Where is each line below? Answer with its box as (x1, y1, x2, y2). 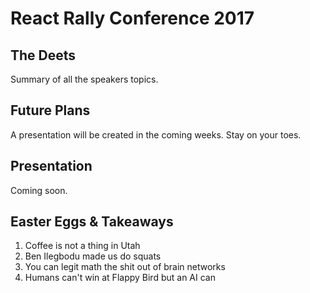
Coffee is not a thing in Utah (24, 240, 141, 252)
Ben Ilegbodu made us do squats (24, 250, 162, 262)
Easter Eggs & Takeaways (10, 213, 174, 231)
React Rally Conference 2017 (10, 7, 255, 30)
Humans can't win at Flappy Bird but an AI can (24, 272, 216, 284)
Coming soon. (10, 184, 68, 196)
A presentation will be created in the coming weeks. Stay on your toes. (10, 128, 302, 141)
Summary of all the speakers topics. (10, 73, 159, 85)
